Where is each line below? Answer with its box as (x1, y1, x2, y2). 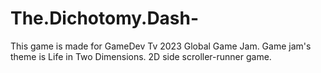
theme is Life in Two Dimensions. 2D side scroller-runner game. (10, 50, 272, 62)
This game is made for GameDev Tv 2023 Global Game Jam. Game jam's (10, 40, 312, 52)
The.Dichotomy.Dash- (10, 7, 200, 30)
